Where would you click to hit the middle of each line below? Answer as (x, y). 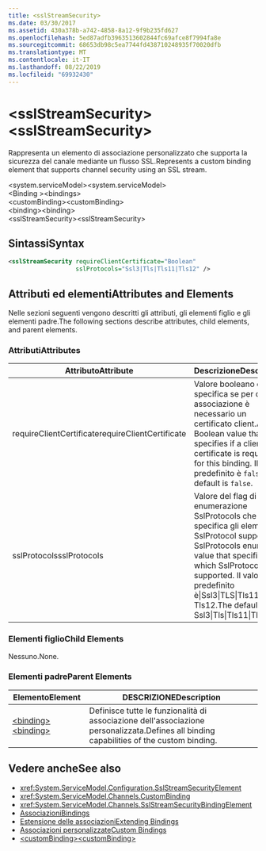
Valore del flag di (225, 496)
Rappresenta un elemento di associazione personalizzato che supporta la (128, 152)
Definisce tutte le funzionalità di (148, 711)
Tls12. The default (227, 605)
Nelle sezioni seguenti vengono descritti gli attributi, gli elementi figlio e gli (129, 312)
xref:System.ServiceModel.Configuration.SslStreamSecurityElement (130, 788)
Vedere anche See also (65, 769)
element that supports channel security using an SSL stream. (108, 169)
